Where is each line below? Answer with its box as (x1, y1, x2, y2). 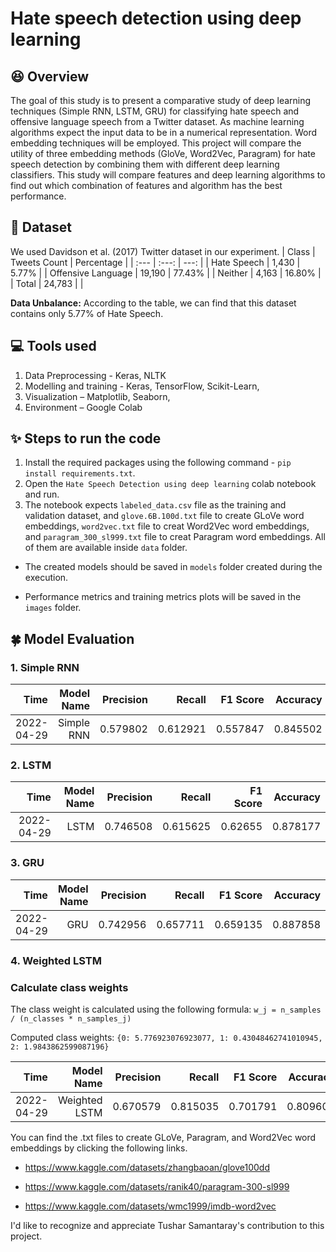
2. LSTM (10, 758, 52, 772)
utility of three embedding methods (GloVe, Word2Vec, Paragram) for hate (10, 148, 316, 159)
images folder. (24, 602, 82, 614)
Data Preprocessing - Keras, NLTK (24, 369, 167, 381)
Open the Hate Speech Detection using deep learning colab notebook (24, 478, 317, 490)
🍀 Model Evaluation (10, 630, 135, 647)
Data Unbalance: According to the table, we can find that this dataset (10, 297, 297, 309)
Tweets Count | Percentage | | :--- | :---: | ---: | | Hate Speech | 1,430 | (10, 256, 301, 268)
